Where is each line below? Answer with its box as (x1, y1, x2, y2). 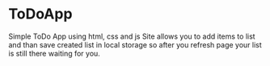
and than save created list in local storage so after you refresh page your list (8, 39, 263, 49)
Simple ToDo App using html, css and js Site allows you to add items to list (8, 31, 256, 41)
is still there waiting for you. (8, 48, 101, 58)
